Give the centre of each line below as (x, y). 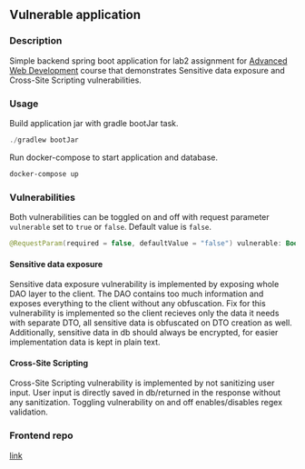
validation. (29, 412)
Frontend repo (42, 435)
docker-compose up (44, 174)
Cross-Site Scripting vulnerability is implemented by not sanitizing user (142, 383)
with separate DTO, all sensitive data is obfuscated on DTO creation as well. (151, 323)
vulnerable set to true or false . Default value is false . (110, 227)
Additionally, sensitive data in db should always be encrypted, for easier (144, 333)
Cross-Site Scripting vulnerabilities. (76, 80)
